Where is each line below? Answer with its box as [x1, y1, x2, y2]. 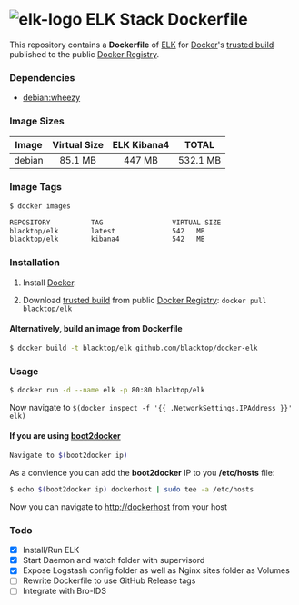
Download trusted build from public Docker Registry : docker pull [22, 294, 267, 305]
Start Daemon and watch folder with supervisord [22, 555, 205, 566]
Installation [9, 256, 61, 269]
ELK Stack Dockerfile [85, 9, 248, 30]
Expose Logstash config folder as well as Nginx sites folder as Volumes [22, 565, 291, 576]
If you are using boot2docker [9, 431, 121, 441]
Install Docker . [22, 277, 76, 288]
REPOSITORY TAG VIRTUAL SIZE [9, 218, 222, 227]
